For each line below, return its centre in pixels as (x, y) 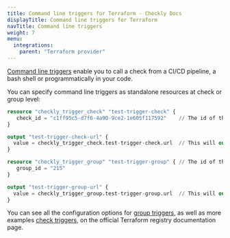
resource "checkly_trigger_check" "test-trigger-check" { (91, 111)
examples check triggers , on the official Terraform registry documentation (112, 220)
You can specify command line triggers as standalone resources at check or (115, 92)
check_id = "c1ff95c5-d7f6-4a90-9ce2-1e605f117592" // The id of (116, 118)
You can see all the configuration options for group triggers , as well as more (114, 213)
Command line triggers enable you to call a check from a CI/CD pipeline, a (112, 71)
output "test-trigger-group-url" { (58, 187)
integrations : (33, 45)
